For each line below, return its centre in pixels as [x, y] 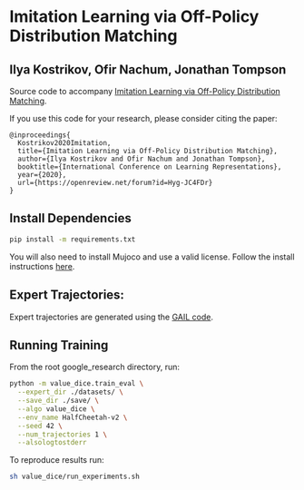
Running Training [59, 345]
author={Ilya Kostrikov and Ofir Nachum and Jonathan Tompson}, [142, 159]
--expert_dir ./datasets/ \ [71, 392]
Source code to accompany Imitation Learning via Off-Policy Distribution [145, 91]
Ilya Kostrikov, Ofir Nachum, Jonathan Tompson [148, 69]
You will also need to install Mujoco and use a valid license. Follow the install [152, 257]
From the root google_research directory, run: [94, 367]
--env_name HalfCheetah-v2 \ [73, 417]
